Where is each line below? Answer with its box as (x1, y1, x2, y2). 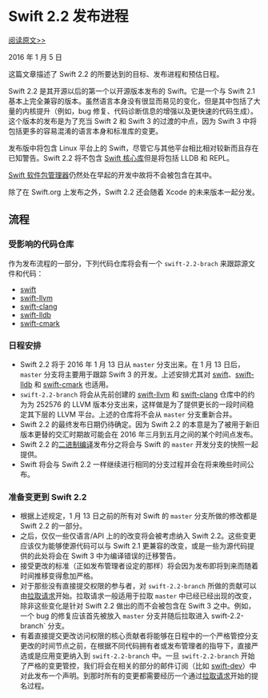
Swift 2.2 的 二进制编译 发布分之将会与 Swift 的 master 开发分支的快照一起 (19, 439, 258, 449)
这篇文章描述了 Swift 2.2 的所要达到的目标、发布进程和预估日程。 (8, 69, 224, 78)
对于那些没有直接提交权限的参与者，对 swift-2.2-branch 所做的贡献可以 (19, 581, 258, 591)
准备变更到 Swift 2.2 (8, 491, 87, 502)
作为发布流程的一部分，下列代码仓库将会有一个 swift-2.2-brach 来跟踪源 (8, 258, 249, 268)
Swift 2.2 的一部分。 (19, 521, 86, 531)
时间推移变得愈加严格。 (19, 571, 98, 580)
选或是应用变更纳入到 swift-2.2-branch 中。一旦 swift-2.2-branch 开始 (19, 651, 255, 660)
